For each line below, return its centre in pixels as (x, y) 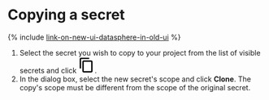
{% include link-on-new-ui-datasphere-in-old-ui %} (94, 37)
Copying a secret (66, 15)
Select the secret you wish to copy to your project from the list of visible (140, 52)
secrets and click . (58, 70)
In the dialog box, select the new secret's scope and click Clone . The (135, 79)
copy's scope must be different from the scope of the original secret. (135, 87)
